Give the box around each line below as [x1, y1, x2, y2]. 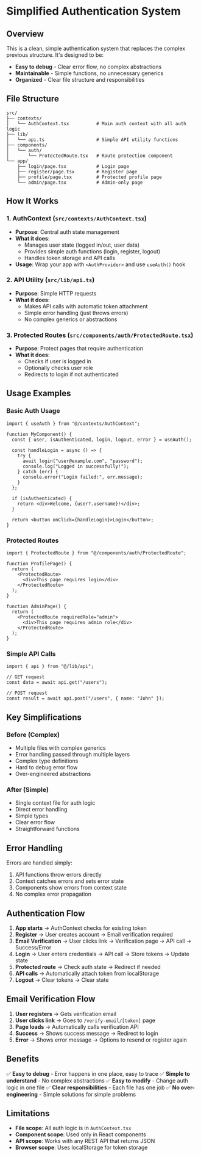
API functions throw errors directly [15, 871, 102, 879]
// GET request [6, 674, 45, 680]
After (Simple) [6, 785, 49, 794]
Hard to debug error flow [15, 764, 78, 771]
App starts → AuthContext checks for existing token [15, 924, 147, 932]
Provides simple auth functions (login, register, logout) [24, 247, 161, 255]
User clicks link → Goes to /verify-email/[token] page [15, 1017, 155, 1024]
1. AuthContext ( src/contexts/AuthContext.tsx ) [6, 214, 147, 223]
